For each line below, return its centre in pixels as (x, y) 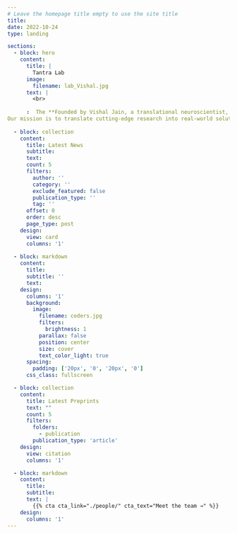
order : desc (43, 217)
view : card (42, 237)
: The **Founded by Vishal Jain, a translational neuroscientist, (127, 112)
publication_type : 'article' (75, 441)
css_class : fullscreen (59, 376)
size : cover (56, 349)
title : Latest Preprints (62, 401)
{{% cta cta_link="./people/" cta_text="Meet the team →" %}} (126, 506)
